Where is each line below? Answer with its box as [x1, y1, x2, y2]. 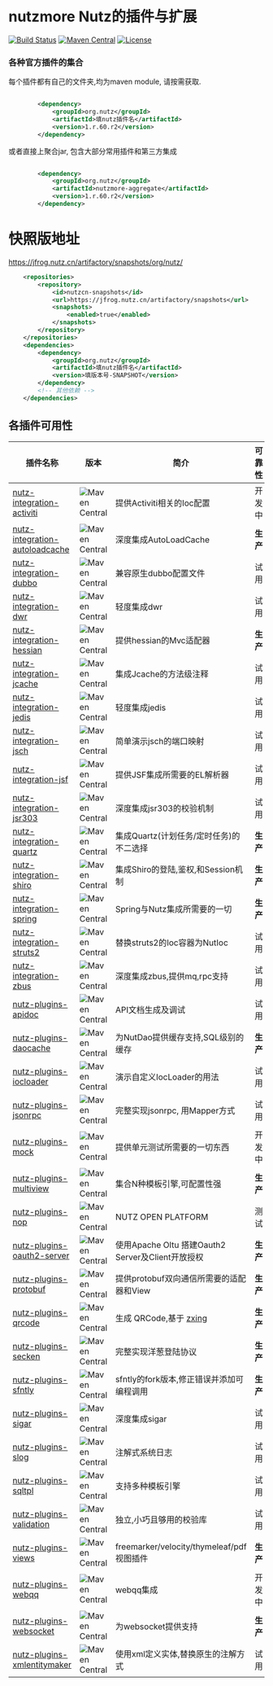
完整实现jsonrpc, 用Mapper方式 [115, 1105, 236, 1116]
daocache [12, 1042, 51, 1053]
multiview [12, 1182, 50, 1193]
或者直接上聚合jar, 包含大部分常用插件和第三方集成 [8, 146, 177, 155]
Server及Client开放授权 [115, 1251, 204, 1263]
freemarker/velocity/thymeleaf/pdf [115, 1540, 247, 1552]
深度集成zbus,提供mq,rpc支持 [115, 970, 229, 982]
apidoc [12, 1009, 39, 1020]
